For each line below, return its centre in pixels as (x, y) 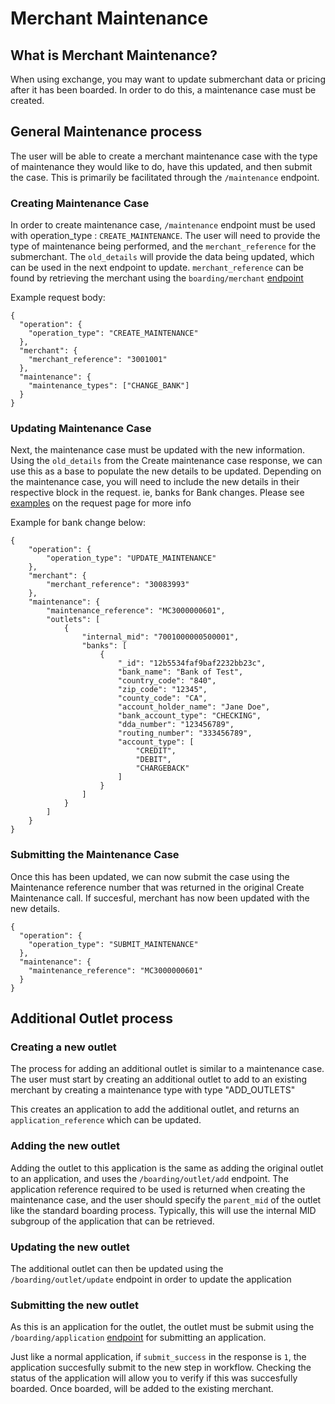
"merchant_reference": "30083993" (118, 585)
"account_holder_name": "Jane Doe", (194, 707)
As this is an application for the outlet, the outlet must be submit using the (162, 1327)
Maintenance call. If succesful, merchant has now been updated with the (160, 898)
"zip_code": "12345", (162, 690)
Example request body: (58, 298)
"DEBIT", (153, 760)
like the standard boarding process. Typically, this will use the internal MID (163, 1210)
